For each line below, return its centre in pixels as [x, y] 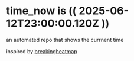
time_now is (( [41, 11]
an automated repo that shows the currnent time [65, 40]
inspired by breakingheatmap [42, 51]
